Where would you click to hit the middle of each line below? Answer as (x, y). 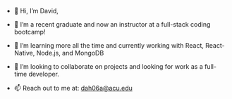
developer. (44, 74)
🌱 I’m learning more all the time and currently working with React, (109, 45)
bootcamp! (30, 32)
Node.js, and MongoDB (70, 53)
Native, (24, 53)
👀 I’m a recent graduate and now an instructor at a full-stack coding (112, 24)
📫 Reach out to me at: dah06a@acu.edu (73, 88)
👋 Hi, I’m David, (36, 11)
